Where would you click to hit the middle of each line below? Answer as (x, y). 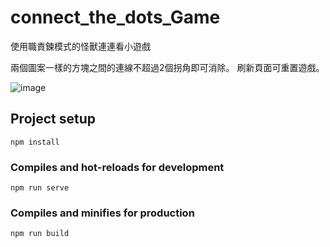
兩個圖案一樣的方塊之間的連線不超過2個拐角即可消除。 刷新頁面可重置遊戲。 (167, 67)
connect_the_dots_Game (115, 17)
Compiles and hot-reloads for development (117, 167)
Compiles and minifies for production (102, 213)
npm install (35, 142)
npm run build (40, 234)
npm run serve (40, 188)
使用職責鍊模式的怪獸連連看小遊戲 (80, 46)
